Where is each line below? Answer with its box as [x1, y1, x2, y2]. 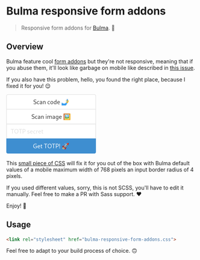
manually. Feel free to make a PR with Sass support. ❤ [6, 190, 142, 197]
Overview [6, 42, 44, 52]
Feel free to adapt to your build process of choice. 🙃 [6, 247, 137, 255]
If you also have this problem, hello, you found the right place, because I [6, 75, 186, 83]
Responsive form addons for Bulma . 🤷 [20, 24, 116, 31]
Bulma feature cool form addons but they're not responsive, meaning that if [6, 57, 193, 65]
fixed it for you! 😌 [6, 82, 51, 89]
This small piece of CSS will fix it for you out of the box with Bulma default [6, 159, 190, 166]
